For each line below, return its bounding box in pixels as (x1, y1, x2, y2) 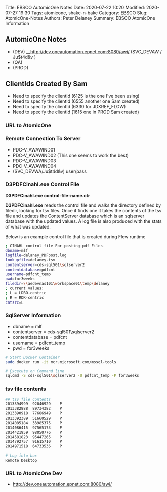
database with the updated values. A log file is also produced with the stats (5, 218, 162, 224)
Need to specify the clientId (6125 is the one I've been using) (12, 93, 140, 99)
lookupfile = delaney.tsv (5, 257, 56, 262)
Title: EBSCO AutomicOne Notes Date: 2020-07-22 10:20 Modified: (5, 5, 145, 10)
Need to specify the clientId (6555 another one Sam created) (12, 98, 140, 104)
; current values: (5, 286, 44, 291)
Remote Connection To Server (5, 135, 81, 142)
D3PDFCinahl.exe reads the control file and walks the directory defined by (5, 202, 161, 208)
